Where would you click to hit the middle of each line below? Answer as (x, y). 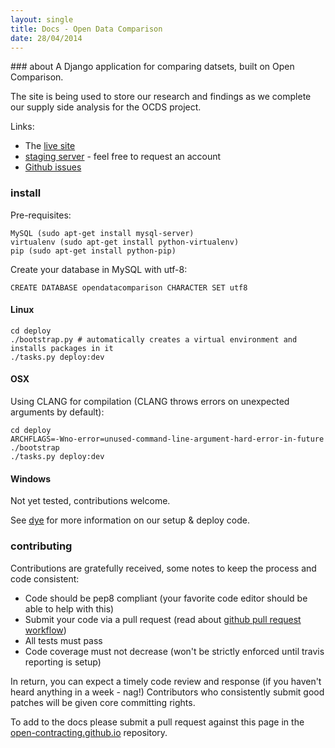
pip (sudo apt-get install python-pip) (93, 251)
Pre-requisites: (41, 215)
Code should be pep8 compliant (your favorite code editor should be (166, 598)
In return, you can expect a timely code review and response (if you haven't (166, 681)
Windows (30, 478)
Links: (22, 127)
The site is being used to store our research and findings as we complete (161, 97)
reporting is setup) (63, 662)
